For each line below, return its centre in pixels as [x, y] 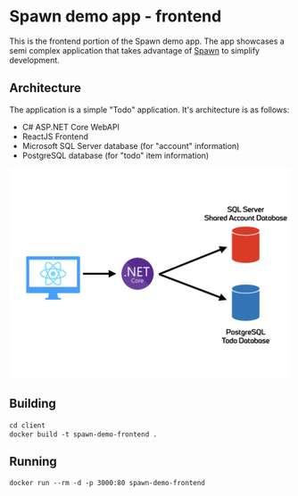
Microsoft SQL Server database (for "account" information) [131, 145]
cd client [28, 426]
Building [33, 404]
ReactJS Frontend [55, 136]
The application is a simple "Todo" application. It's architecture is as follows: [149, 110]
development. [34, 60]
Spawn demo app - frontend [116, 17]
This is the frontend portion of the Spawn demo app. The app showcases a [147, 41]
